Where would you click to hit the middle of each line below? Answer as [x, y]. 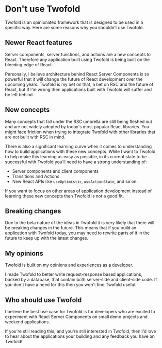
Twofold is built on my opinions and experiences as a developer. [69, 265]
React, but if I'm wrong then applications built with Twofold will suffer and [78, 89]
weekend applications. [27, 322]
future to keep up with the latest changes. [47, 238]
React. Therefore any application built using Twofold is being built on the [78, 60]
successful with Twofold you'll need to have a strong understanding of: [76, 162]
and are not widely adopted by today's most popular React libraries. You [77, 126]
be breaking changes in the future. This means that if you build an [71, 228]
